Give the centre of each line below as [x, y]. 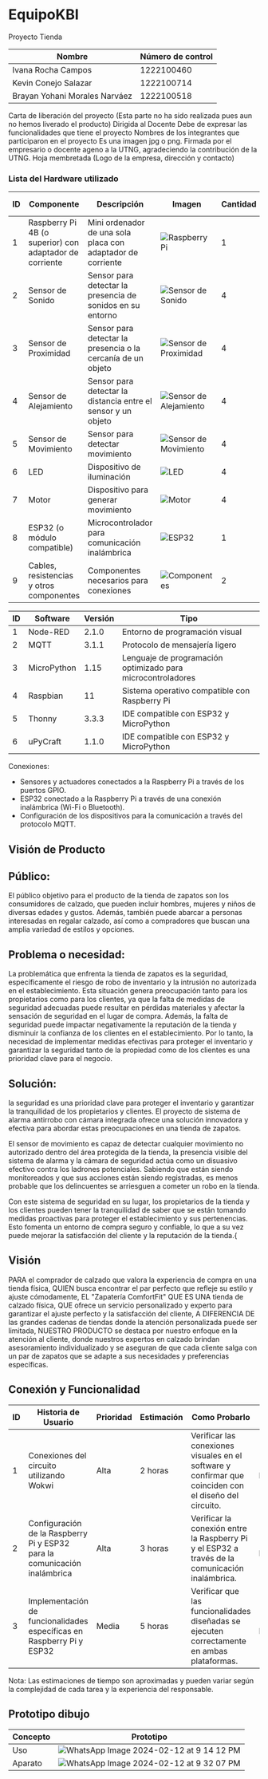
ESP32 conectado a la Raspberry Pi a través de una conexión [120, 799]
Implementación [59, 1601]
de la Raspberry [58, 1533]
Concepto [32, 1737]
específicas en [56, 1631]
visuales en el [217, 1455]
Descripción [120, 204]
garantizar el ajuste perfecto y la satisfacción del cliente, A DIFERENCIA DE [132, 1313]
